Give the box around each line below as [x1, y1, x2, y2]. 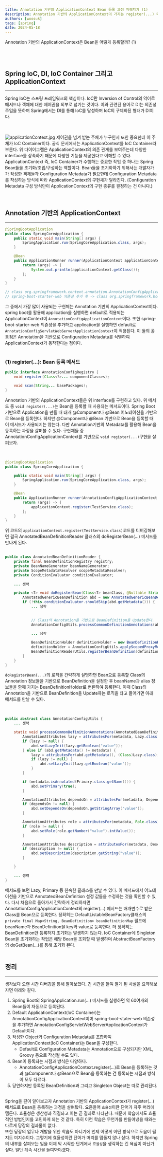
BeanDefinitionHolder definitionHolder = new [31, 640, 125, 645]
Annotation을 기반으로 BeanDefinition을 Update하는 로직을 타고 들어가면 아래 [5, 690, 154, 696]
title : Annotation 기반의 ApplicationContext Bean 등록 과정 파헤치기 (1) [5, 7, 148, 12]
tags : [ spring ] [5, 20, 36, 26]
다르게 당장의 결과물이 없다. [5, 1122, 57, 1128]
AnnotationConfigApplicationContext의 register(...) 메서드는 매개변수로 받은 [5, 905, 152, 911]
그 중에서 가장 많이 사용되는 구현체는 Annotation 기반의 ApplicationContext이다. [5, 304, 158, 309]
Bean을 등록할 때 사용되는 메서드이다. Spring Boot [59, 403, 155, 409]
